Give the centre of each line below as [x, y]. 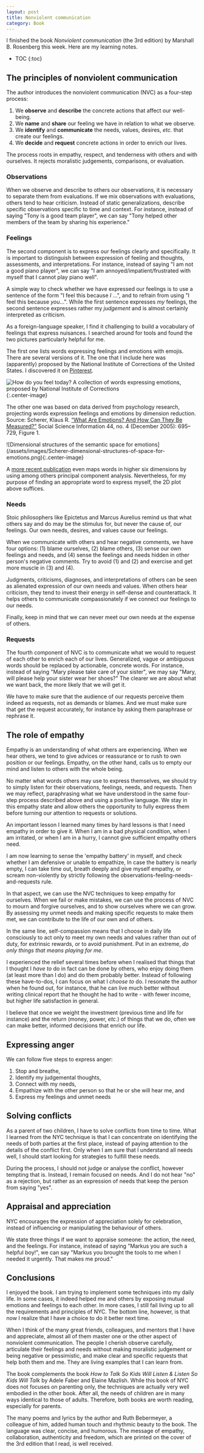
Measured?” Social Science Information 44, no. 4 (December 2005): [92, 426]
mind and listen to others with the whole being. [65, 769]
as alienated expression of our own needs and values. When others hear [97, 586]
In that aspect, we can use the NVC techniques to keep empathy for [91, 894]
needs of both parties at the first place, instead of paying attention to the [97, 1143]
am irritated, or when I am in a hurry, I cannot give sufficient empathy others [101, 838]
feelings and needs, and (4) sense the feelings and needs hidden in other [98, 555]
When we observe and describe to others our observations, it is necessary [100, 190]
